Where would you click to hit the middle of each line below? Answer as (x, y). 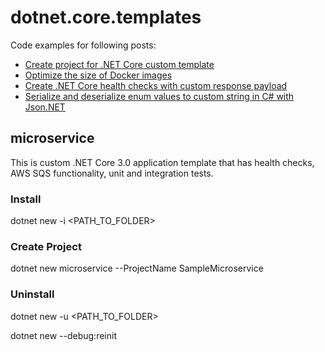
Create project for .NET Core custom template (119, 64)
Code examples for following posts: (83, 45)
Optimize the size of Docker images (98, 75)
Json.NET (45, 107)
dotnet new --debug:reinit (63, 335)
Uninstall (32, 294)
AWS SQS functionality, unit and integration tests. (112, 173)
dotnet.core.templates (106, 17)
